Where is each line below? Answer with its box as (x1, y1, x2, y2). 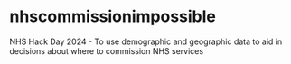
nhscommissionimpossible (9, 6, 217, 27)
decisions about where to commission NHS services (9, 45, 204, 56)
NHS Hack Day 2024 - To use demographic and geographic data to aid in (9, 36, 283, 47)
